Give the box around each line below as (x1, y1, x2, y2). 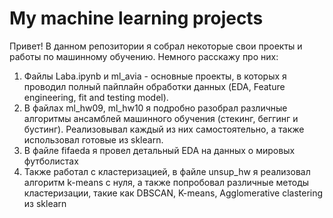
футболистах (23, 155, 79, 167)
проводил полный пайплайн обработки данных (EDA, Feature (23, 80, 286, 92)
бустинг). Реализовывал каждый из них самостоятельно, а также (23, 123, 305, 135)
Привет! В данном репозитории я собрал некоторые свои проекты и (9, 40, 303, 52)
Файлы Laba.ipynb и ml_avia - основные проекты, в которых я (23, 70, 287, 82)
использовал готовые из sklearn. (23, 133, 164, 146)
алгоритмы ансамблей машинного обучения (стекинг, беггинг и (23, 112, 299, 124)
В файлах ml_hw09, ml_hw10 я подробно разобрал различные (23, 102, 288, 114)
